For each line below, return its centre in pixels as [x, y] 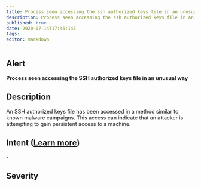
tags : [13, 34]
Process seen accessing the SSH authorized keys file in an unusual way [97, 78]
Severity [22, 176]
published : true [26, 23]
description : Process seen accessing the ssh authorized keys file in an [100, 17]
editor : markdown [28, 39]
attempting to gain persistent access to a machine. [68, 124]
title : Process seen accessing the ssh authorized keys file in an [92, 12]
